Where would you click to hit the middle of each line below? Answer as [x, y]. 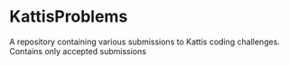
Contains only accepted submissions [78, 51]
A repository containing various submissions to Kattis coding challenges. [144, 42]
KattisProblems [69, 17]
